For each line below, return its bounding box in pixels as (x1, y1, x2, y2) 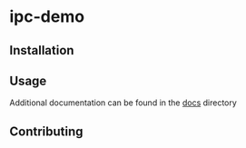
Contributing (9, 123, 84, 139)
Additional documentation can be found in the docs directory (9, 97, 238, 108)
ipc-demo (9, 6, 84, 27)
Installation (9, 43, 74, 58)
